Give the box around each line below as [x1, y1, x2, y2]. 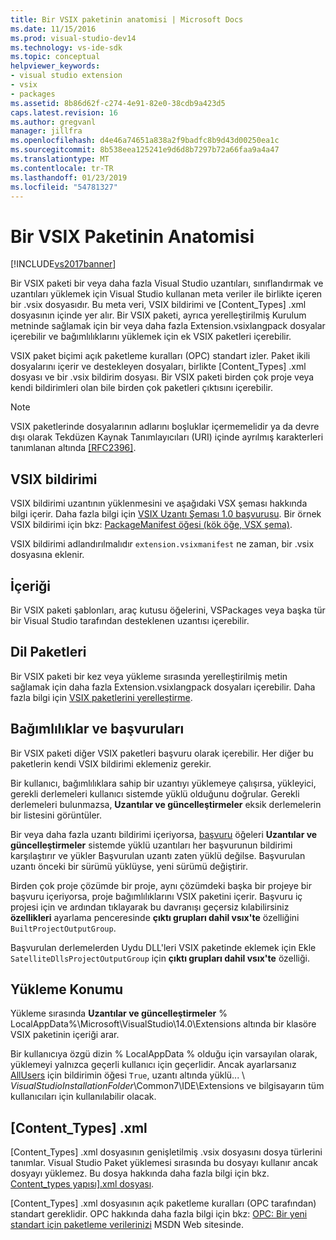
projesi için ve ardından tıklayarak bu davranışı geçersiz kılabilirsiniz [10, 901, 290, 913]
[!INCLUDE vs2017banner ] [10, 258, 117, 270]
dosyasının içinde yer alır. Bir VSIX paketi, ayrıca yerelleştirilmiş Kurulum [10, 309, 307, 321]
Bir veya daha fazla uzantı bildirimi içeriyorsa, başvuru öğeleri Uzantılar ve [10, 828, 318, 840]
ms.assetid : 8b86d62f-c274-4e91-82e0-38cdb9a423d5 [10, 98, 226, 108]
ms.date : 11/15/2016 [10, 24, 97, 34]
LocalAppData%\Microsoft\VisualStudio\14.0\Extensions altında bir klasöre [10, 1018, 317, 1030]
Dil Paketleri [10, 644, 87, 661]
